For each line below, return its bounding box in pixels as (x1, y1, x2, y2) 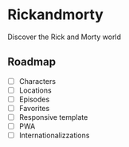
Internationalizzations (18, 130, 90, 141)
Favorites (18, 103, 50, 113)
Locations (18, 85, 53, 95)
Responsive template (18, 113, 88, 121)
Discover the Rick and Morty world (7, 32, 121, 42)
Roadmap (7, 55, 57, 69)
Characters (18, 76, 57, 85)
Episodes (18, 94, 50, 104)
